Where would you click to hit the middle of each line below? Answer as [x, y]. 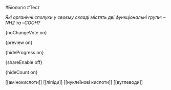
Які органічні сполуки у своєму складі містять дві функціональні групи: [84, 17]
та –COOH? [28, 23]
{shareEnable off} [24, 62]
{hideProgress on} [25, 52]
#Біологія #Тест [23, 7]
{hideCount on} [22, 72]
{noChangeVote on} [26, 32]
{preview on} [19, 42]
